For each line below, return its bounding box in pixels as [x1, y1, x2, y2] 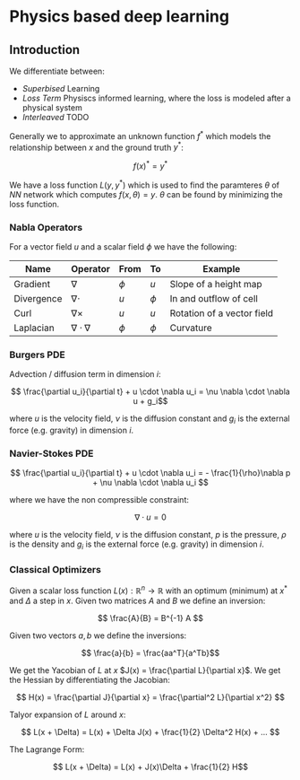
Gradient [13, 277, 51, 290]
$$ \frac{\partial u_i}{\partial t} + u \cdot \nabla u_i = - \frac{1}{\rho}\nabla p [10, 468, 291, 478]
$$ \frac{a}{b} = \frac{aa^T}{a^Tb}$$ [81, 648, 220, 659]
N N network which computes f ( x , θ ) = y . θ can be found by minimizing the [9, 188, 284, 199]
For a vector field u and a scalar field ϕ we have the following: [9, 241, 237, 252]
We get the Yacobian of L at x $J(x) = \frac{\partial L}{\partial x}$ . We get [9, 665, 281, 676]
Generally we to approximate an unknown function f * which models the [9, 129, 271, 141]
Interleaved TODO [21, 112, 90, 122]
